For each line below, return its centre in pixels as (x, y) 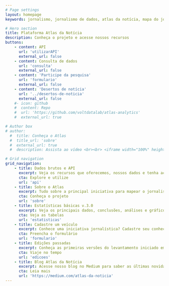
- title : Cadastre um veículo (46, 225)
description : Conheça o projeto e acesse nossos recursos (67, 38)
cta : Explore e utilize (44, 177)
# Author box (19, 126)
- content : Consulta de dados (46, 61)
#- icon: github (31, 103)
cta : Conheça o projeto (44, 196)
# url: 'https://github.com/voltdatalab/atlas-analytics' (77, 113)
